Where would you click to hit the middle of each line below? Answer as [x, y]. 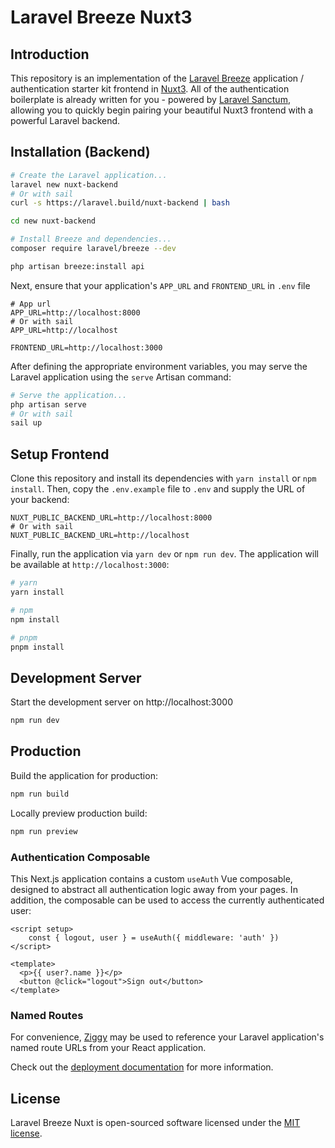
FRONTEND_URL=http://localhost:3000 [86, 347]
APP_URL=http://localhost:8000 [75, 312]
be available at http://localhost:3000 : [90, 565]
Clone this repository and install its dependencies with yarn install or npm [163, 478]
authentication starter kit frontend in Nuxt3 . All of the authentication [150, 89]
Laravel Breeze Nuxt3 [101, 17]
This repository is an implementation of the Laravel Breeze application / [157, 78]
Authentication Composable [80, 857]
